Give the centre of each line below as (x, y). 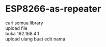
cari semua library (24, 23)
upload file (17, 28)
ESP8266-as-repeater (53, 9)
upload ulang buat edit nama (35, 39)
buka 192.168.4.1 (22, 33)
